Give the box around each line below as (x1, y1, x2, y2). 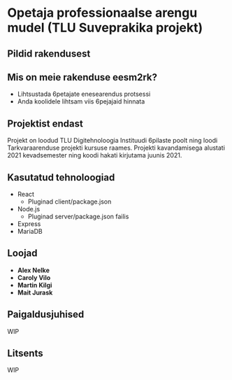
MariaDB (17, 227, 43, 236)
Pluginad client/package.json (27, 197, 112, 206)
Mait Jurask (17, 288, 53, 297)
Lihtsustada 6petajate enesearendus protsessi (17, 90, 151, 99)
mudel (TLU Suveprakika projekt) (7, 20, 203, 36)
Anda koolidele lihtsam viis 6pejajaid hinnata (17, 97, 145, 106)
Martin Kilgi (17, 281, 52, 289)
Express (17, 220, 41, 228)
